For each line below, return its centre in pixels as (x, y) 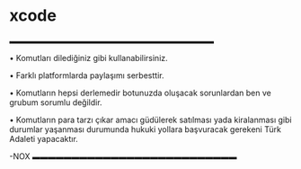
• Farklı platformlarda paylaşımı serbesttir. (87, 75)
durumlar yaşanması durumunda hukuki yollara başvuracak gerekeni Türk (145, 129)
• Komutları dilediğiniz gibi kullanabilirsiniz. (89, 58)
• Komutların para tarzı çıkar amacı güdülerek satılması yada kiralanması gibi (150, 120)
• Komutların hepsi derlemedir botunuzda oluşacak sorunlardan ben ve (140, 93)
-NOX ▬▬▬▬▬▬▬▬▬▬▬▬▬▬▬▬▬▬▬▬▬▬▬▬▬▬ (123, 156)
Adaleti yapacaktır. (44, 138)
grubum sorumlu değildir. (56, 102)
